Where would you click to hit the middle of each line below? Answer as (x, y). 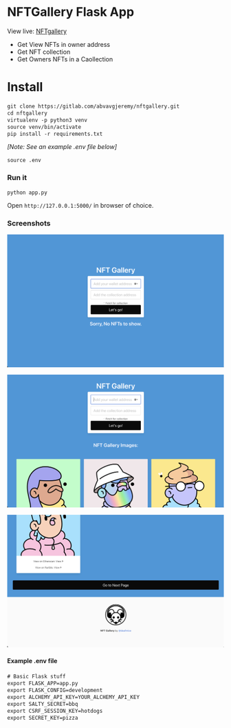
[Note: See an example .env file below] (62, 146)
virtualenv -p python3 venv (47, 120)
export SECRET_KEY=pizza (43, 718)
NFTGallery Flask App (71, 12)
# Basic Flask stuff (37, 676)
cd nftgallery (27, 113)
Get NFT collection (44, 52)
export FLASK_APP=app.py (43, 683)
